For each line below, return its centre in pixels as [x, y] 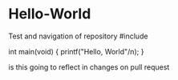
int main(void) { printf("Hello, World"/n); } [76, 51]
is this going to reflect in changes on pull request [89, 67]
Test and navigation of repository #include [78, 36]
